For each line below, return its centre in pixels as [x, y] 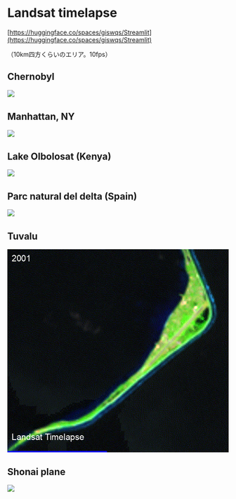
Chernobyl [31, 77]
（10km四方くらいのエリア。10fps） [59, 54]
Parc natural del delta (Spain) [72, 196]
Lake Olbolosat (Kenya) [59, 156]
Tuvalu [22, 236]
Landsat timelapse [62, 13]
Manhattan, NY [41, 117]
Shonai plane [37, 472]
